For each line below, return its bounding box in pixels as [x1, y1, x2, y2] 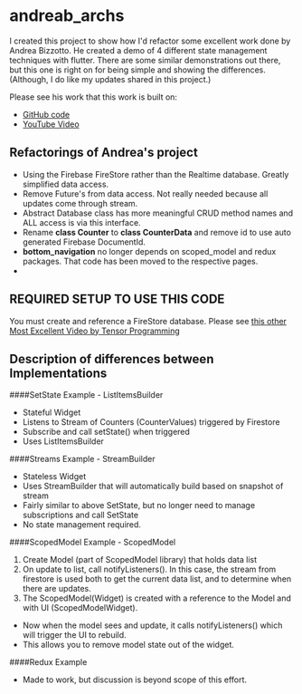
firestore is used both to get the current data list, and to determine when [22, 574, 292, 584]
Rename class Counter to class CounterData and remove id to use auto [22, 227, 292, 237]
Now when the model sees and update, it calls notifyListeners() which [22, 620, 283, 631]
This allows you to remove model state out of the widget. [22, 640, 235, 651]
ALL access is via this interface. [22, 217, 142, 227]
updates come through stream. [22, 198, 138, 208]
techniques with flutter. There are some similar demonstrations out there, [9, 54, 281, 65]
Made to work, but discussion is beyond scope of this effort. [22, 674, 247, 685]
